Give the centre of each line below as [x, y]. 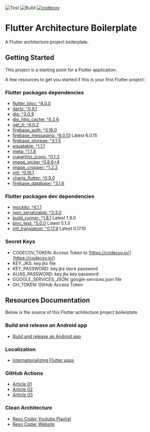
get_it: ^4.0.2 [25, 125]
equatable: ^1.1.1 [28, 146]
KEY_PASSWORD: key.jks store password [55, 268]
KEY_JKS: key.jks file [34, 263]
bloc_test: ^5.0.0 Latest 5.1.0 [41, 223]
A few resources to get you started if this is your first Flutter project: [75, 79]
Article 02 [22, 389]
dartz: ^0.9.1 [25, 109]
